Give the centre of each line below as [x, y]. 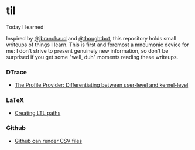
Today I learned [25, 27]
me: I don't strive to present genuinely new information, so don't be [87, 50]
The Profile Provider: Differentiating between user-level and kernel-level [101, 85]
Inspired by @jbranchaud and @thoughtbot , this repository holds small [91, 38]
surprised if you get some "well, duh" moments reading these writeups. [92, 57]
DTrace [17, 72]
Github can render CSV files [48, 141]
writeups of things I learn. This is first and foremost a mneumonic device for [97, 45]
